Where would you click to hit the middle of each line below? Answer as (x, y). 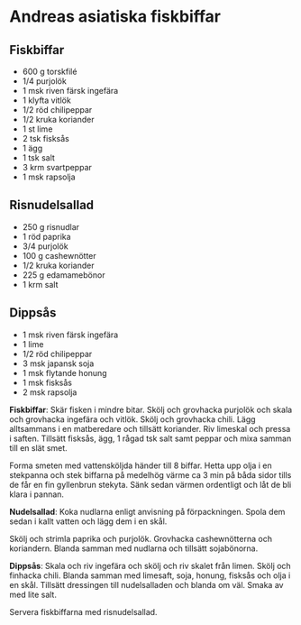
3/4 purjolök (46, 246)
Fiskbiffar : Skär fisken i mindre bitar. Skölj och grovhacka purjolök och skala (151, 409)
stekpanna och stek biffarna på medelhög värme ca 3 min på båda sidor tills (150, 474)
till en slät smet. (38, 447)
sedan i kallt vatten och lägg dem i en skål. (88, 521)
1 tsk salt (39, 158)
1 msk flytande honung (64, 372)
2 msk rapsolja (50, 392)
